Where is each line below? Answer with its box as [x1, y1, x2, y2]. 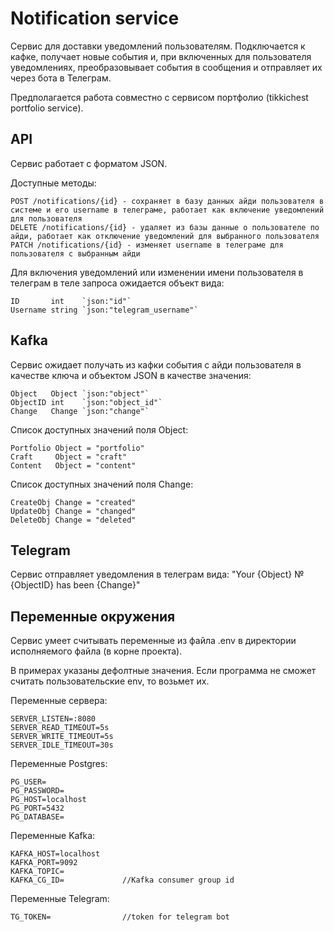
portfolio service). [10, 102, 84, 114]
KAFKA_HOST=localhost [10, 849, 101, 859]
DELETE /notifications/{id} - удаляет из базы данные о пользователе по [10, 222, 320, 232]
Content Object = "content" [10, 460, 137, 471]
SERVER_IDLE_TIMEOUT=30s [10, 740, 114, 751]
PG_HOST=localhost [10, 795, 87, 805]
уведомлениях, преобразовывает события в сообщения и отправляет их [10, 61, 323, 73]
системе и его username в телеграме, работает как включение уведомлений [10, 205, 325, 215]
